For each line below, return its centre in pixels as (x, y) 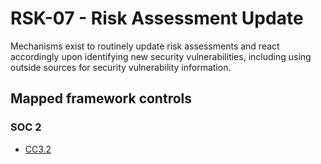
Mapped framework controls (101, 98)
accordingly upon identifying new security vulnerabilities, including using (161, 56)
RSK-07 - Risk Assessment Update (157, 18)
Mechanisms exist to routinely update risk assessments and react (145, 46)
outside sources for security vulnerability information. (121, 67)
